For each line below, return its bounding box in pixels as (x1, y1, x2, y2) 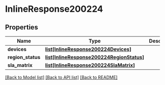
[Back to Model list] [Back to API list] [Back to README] (5, 75, 118, 80)
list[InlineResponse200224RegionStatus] (45, 54, 144, 60)
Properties (5, 23, 38, 31)
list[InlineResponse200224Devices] (45, 46, 132, 53)
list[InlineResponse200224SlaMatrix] (45, 62, 135, 68)
